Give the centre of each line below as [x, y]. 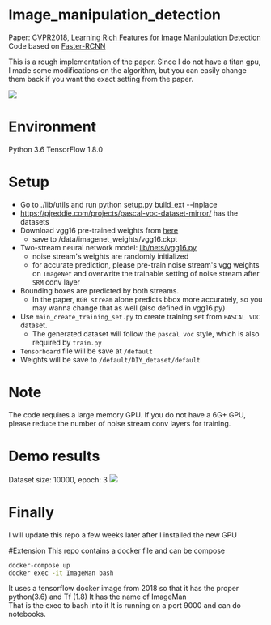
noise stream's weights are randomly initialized [110, 256]
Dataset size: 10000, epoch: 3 [58, 479]
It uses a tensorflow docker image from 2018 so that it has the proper [124, 589]
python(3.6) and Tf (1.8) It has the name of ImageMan [98, 597]
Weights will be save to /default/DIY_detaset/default [110, 359]
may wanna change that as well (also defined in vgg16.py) [129, 308]
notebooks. [27, 614]
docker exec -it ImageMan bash [61, 573]
